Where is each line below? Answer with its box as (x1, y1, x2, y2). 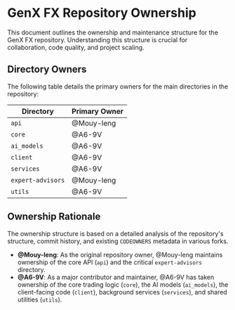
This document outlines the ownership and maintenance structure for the (7, 28, 219, 37)
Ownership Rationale (7, 211, 101, 223)
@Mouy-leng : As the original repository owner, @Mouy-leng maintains (17, 250, 223, 259)
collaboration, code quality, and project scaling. (7, 43, 145, 51)
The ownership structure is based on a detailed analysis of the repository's (7, 229, 224, 238)
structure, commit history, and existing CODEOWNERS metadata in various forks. (7, 237, 229, 245)
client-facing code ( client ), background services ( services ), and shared (17, 288, 228, 296)
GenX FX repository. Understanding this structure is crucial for (7, 35, 188, 44)
